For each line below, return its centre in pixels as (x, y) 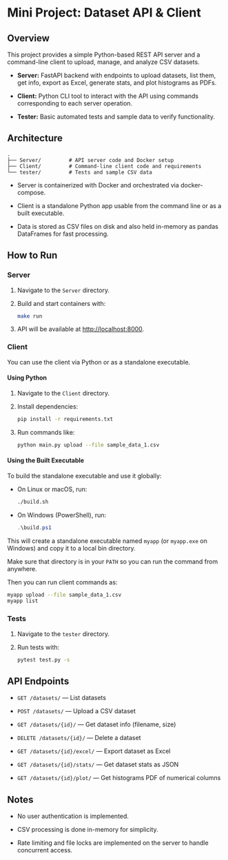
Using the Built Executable (46, 460)
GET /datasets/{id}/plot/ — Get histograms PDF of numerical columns (119, 778)
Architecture (35, 138)
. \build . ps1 (34, 528)
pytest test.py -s (43, 659)
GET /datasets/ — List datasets (62, 698)
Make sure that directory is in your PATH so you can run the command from (113, 561)
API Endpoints (38, 681)
